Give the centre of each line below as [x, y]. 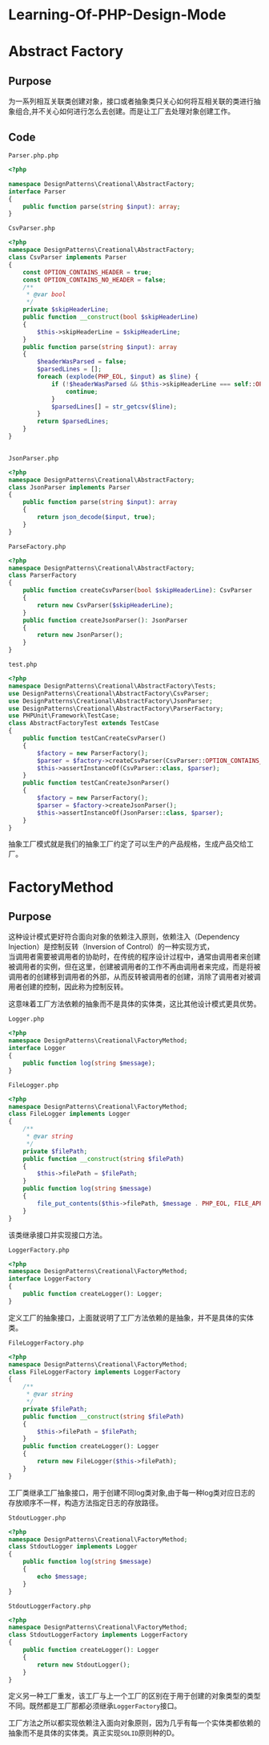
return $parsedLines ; [73, 422]
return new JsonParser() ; [80, 635]
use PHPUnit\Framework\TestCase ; [64, 716]
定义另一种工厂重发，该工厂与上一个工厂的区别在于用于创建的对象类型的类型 [134, 1696]
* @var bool [46, 294]
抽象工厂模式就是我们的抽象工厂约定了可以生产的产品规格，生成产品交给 [127, 844]
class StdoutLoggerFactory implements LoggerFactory [98, 1635]
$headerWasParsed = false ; [82, 362]
